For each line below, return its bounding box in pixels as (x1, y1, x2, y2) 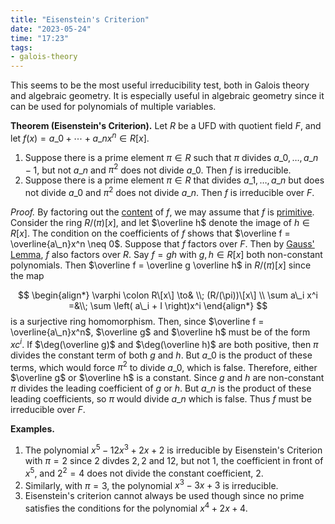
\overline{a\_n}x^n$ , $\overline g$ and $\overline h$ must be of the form (10, 326, 311, 338)
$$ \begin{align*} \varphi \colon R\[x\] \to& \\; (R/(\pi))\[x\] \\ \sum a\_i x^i (18, 289, 318, 301)
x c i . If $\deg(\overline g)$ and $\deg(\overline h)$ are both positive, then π (10, 337, 319, 350)
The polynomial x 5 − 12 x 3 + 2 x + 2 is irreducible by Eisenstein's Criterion (24, 442, 323, 456)
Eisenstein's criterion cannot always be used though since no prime (24, 490, 305, 502)
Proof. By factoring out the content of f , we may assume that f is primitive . (10, 206, 315, 218)
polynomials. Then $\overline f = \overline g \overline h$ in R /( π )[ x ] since (10, 259, 312, 271)
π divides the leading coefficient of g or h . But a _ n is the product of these (10, 382, 312, 395)
